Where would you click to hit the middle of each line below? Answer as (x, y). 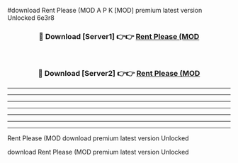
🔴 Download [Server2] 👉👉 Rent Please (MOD (119, 74)
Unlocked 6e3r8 (31, 18)
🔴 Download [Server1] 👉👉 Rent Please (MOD (119, 36)
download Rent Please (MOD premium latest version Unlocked (98, 152)
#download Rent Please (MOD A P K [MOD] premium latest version (105, 10)
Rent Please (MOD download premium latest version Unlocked (98, 138)
